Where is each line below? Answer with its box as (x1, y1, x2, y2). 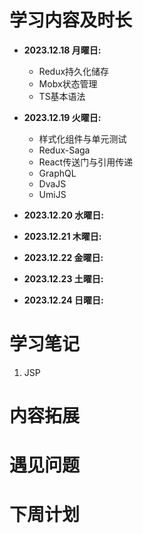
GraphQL (38, 167, 77, 179)
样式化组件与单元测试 (38, 132, 127, 145)
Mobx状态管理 (38, 77, 98, 90)
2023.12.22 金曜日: (23, 251, 104, 263)
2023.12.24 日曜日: (23, 294, 104, 306)
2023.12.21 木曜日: (23, 230, 102, 242)
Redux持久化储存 (38, 65, 110, 77)
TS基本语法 (38, 90, 86, 102)
